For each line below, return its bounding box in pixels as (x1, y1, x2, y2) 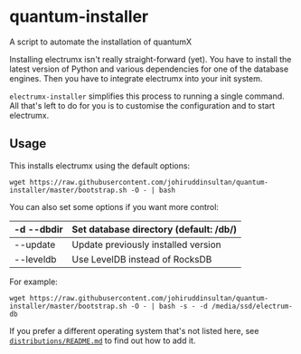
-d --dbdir (14, 223, 63, 235)
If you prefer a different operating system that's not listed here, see (9, 325, 259, 336)
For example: (9, 276, 59, 287)
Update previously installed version (71, 238, 221, 251)
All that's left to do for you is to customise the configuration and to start (9, 100, 276, 110)
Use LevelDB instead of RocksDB (71, 253, 212, 265)
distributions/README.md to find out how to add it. (9, 335, 196, 346)
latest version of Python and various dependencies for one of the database (9, 63, 289, 74)
